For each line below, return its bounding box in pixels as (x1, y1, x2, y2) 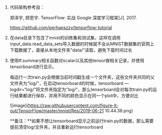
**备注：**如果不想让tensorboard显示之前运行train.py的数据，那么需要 (9, 118, 154, 124)
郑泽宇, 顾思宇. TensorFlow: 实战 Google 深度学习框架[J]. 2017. (9, 15, 137, 21)
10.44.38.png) (105, 108, 133, 113)
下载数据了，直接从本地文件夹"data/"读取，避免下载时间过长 (9, 47, 132, 53)
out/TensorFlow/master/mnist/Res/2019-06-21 (9, 108, 104, 113)
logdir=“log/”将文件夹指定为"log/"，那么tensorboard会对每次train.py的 (9, 87, 153, 92)
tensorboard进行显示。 (9, 64, 57, 69)
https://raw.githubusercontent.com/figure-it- (28, 102, 119, 108)
